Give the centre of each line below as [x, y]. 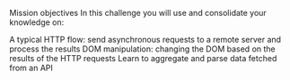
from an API [31, 68]
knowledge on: [37, 22]
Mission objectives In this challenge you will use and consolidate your [138, 13]
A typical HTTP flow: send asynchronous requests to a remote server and [145, 40]
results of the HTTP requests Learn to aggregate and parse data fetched [143, 58]
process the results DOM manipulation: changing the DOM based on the [142, 49]
